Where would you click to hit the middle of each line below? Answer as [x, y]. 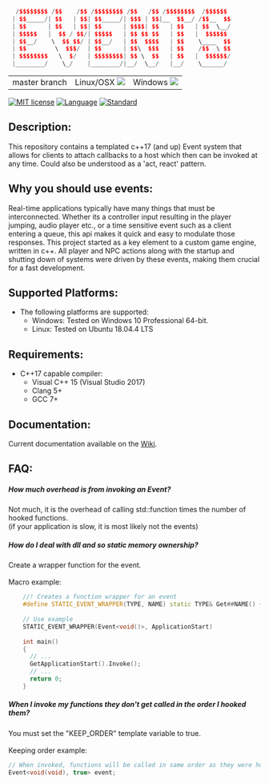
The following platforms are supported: [84, 312]
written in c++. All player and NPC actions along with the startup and [121, 251]
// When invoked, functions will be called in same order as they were [130, 765]
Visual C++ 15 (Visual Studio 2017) [88, 382]
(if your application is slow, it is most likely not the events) [103, 527]
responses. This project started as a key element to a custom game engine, [132, 242]
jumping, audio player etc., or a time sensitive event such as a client [120, 225]
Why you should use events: [81, 189]
